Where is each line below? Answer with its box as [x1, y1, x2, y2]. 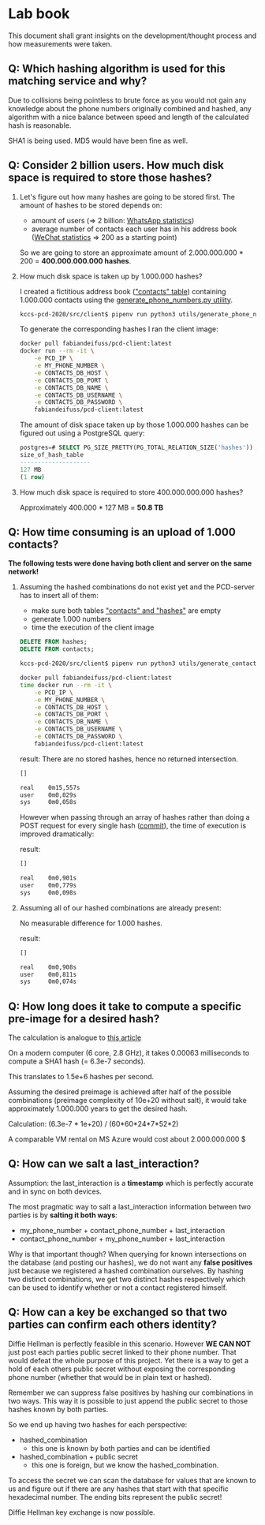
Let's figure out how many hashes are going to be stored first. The [19, 192, 235, 201]
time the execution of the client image [31, 622, 155, 632]
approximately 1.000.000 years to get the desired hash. [8, 1104, 188, 1113]
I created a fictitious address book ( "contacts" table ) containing [19, 286, 226, 296]
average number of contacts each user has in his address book [31, 224, 237, 234]
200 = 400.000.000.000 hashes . [19, 256, 132, 265]
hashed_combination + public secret [19, 1452, 138, 1461]
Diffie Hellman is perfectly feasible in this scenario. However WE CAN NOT [8, 1339, 251, 1348]
